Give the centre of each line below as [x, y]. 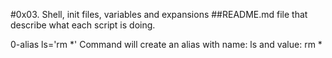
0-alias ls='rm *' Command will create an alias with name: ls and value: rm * [166, 44]
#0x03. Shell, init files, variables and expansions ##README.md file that [159, 14]
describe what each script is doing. [83, 25]
